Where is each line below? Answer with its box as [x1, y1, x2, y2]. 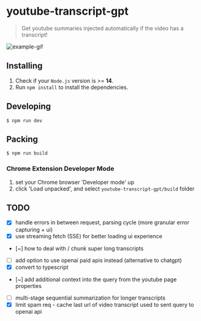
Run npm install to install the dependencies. [15, 83, 129, 91]
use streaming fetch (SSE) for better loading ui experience [15, 232, 162, 240]
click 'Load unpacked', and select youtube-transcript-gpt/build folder [15, 185, 195, 192]
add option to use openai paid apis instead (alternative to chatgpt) [15, 256, 182, 264]
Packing [6, 134, 39, 145]
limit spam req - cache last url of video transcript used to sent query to [15, 301, 194, 308]
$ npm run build [6, 150, 48, 157]
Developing [6, 101, 51, 111]
